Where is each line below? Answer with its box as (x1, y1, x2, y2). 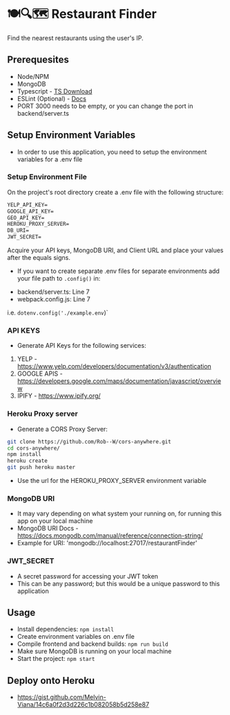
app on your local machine (17, 517, 93, 525)
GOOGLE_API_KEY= (7, 208, 54, 215)
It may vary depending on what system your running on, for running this (17, 509, 222, 518)
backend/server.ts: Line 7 (17, 288, 90, 296)
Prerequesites (7, 54, 69, 66)
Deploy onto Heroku (7, 674, 95, 687)
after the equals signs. (7, 254, 70, 262)
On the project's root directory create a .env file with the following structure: (7, 188, 224, 196)
